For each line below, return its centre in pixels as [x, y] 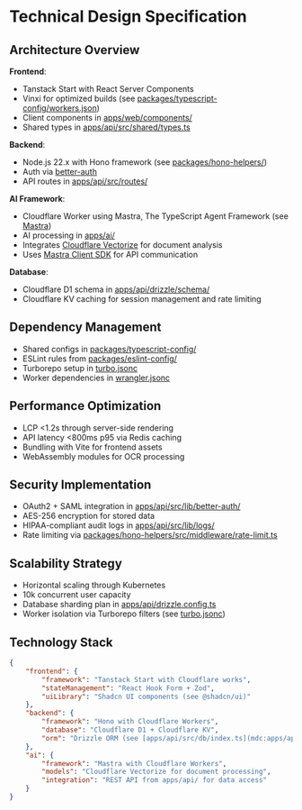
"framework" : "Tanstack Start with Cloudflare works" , [147, 679]
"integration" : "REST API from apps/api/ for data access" [155, 780]
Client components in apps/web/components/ [107, 118]
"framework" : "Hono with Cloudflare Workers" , [130, 722]
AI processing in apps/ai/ [68, 235]
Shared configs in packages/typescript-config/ [109, 349]
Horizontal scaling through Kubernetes [94, 585]
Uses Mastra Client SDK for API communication [110, 255]
